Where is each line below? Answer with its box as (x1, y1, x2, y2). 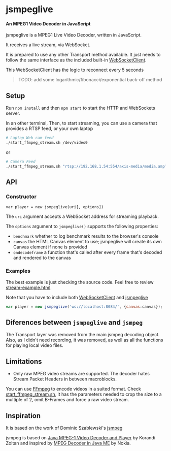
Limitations (6, 357, 42, 366)
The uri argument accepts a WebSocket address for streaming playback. (6, 213, 159, 219)
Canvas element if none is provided (13, 244, 88, 250)
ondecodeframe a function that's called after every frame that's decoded (13, 249, 162, 255)
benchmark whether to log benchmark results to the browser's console (13, 233, 159, 239)
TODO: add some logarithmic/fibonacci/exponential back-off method (18, 77, 162, 83)
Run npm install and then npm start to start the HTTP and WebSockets (6, 105, 155, 111)
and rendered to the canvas (13, 255, 72, 261)
